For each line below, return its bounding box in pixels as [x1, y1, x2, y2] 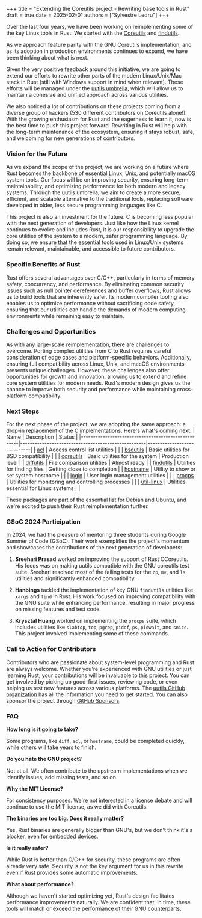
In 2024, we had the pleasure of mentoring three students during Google [6, 531, 186, 539]
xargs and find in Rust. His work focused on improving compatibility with [14, 593, 196, 600]
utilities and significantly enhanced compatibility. [14, 575, 136, 582]
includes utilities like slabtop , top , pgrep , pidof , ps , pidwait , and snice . [14, 623, 188, 631]
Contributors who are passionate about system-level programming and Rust [6, 658, 194, 666]
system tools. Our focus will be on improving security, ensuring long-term [6, 176, 189, 183]
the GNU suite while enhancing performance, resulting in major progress [14, 599, 195, 607]
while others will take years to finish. [6, 744, 97, 751]
